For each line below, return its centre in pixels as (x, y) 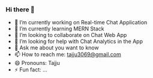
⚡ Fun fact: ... (31, 70)
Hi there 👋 (20, 10)
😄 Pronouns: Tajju (37, 63)
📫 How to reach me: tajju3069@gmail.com (67, 54)
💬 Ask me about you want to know (57, 48)
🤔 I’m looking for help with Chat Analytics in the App (79, 42)
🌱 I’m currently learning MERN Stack (59, 29)
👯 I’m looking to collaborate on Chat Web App (70, 35)
